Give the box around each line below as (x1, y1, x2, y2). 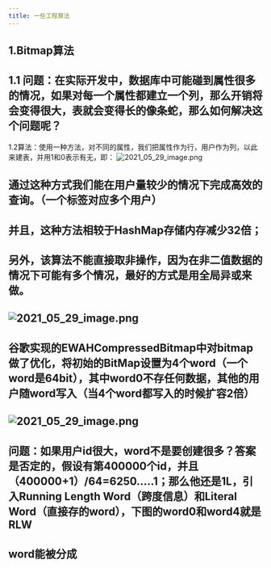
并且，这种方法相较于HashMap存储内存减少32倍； (8, 223, 262, 237)
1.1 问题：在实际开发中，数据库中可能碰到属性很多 (8, 74, 256, 87)
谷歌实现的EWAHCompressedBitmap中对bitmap (8, 341, 254, 355)
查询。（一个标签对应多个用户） (8, 193, 163, 207)
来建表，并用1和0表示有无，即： (8, 152, 115, 162)
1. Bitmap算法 (8, 44, 74, 57)
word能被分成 (8, 547, 77, 561)
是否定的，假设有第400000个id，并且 (8, 459, 199, 473)
